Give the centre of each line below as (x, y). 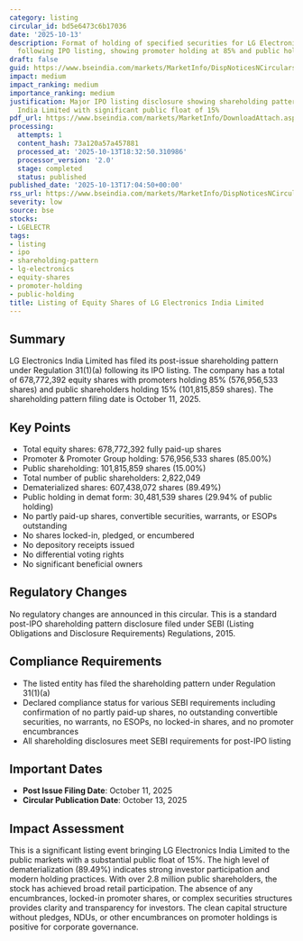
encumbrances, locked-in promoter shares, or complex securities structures (151, 899)
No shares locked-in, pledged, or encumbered (108, 535)
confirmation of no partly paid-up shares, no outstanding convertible (150, 712)
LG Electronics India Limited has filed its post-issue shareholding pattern (144, 361)
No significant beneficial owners (83, 564)
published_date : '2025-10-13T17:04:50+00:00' (96, 186)
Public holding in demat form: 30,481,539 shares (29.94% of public (147, 497)
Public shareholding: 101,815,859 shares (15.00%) (114, 468)
